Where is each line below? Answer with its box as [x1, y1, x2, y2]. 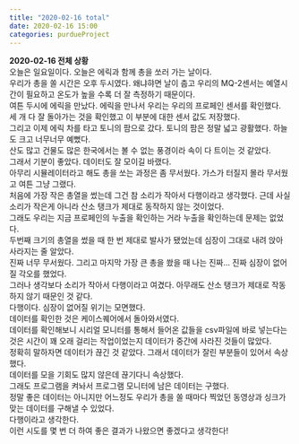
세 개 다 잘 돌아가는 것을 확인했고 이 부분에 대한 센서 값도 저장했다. [9, 111, 240, 122]
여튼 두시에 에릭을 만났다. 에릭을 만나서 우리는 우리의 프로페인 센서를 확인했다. [9, 100, 282, 111]
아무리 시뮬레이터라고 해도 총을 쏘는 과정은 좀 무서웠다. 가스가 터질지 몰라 [9, 168, 265, 178]
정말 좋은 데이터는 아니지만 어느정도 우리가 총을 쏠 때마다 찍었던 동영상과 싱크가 [9, 392, 286, 403]
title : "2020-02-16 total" [9, 13, 110, 22]
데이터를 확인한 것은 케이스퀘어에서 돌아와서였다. [9, 313, 180, 324]
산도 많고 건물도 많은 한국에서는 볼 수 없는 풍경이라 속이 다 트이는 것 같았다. [9, 145, 271, 156]
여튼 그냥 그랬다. [18, 178, 76, 189]
